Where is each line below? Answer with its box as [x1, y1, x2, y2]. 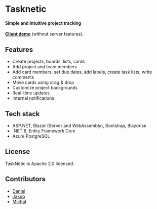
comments [12, 74, 34, 80]
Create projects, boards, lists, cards [12, 58, 85, 65]
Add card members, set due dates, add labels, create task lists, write [12, 69, 152, 75]
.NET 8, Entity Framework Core [12, 128, 76, 134]
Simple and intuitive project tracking [5, 20, 81, 26]
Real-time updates [12, 90, 50, 96]
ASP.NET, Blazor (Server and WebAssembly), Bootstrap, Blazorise [12, 123, 147, 129]
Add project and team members [12, 64, 78, 70]
